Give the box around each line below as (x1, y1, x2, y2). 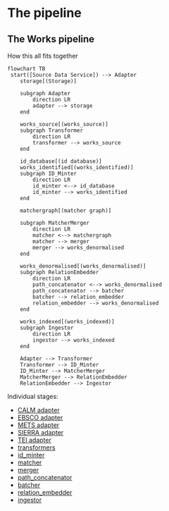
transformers (17, 443, 56, 452)
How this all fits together (7, 51, 79, 60)
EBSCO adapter (17, 414, 63, 421)
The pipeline (7, 5, 82, 21)
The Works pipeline (7, 33, 95, 45)
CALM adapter (17, 406, 60, 414)
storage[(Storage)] (20, 78, 77, 85)
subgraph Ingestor (20, 324, 74, 331)
